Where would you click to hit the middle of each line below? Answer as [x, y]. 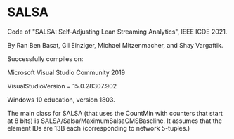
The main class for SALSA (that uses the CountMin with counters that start [115, 113]
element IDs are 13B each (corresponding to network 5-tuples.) [99, 128]
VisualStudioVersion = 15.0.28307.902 [62, 86]
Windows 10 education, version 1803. [61, 100]
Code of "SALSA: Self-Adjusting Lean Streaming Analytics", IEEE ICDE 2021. [117, 32]
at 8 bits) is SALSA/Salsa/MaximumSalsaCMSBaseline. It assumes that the [115, 121]
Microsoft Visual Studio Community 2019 [66, 72]
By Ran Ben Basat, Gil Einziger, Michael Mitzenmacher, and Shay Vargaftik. [115, 45]
